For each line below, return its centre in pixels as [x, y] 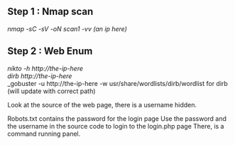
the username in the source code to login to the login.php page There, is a [116, 126]
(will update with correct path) [51, 91]
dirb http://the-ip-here [40, 76]
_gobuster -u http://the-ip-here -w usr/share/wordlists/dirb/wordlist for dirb [118, 83]
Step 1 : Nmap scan [50, 12]
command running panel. [44, 134]
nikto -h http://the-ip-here [45, 68]
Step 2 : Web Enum [50, 52]
